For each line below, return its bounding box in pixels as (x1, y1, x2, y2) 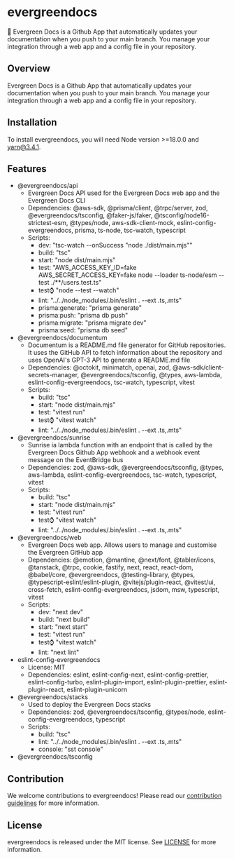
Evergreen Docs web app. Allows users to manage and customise (27, 541, 217, 549)
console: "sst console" (38, 745, 103, 754)
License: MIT (27, 663, 66, 672)
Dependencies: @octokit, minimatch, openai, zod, (27, 363, 171, 372)
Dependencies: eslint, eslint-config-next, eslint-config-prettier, (27, 670, 209, 679)
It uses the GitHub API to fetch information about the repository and (27, 349, 222, 357)
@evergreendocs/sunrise (17, 433, 91, 442)
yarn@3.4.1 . (7, 142, 41, 151)
